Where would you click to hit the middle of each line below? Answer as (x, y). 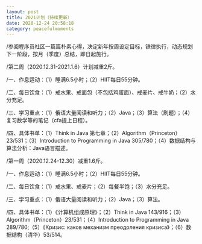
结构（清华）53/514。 (39, 235)
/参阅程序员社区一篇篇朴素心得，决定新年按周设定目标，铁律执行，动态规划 (100, 46)
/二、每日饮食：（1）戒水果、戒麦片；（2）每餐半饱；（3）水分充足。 (90, 187)
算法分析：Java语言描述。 (39, 148)
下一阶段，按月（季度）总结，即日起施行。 (59, 54)
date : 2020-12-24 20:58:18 (40, 23)
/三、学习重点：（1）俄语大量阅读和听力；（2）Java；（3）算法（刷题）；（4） (100, 113)
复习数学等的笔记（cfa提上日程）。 (49, 120)
